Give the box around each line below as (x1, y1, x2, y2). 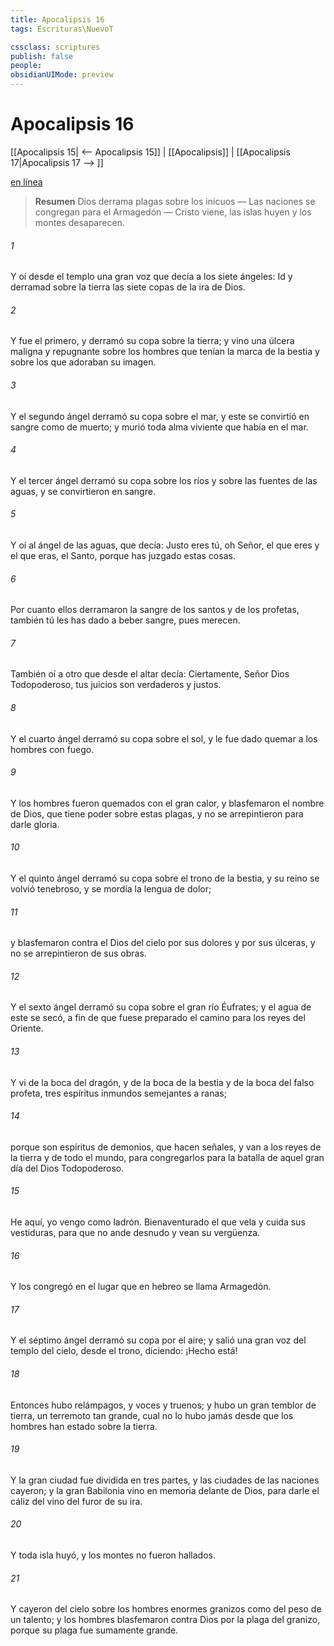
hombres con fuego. (10, 743, 95, 755)
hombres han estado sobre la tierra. (10, 1420, 158, 1432)
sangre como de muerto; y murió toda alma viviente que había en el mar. (10, 421, 309, 433)
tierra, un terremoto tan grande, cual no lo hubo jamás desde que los (10, 1409, 294, 1421)
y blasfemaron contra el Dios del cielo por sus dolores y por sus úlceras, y (10, 937, 316, 949)
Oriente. (10, 1022, 44, 1035)
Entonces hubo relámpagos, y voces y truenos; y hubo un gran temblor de (10, 1399, 317, 1411)
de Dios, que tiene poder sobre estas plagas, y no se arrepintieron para (10, 807, 304, 820)
